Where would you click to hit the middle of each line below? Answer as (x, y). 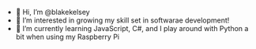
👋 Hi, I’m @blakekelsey (53, 12)
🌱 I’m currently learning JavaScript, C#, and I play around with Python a (132, 28)
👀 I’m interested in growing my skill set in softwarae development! (122, 20)
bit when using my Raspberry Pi (68, 37)
